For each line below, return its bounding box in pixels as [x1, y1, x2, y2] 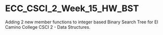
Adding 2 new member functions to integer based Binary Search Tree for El [5, 19, 159, 25]
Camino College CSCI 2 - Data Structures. [5, 24, 90, 30]
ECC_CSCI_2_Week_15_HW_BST [5, 3, 139, 14]
